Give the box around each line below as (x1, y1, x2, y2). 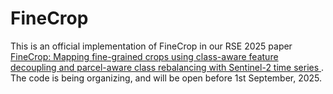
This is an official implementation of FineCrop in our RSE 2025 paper (10, 40, 293, 52)
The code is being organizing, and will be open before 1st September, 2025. (10, 72, 323, 84)
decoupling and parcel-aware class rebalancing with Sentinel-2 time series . (10, 61, 325, 73)
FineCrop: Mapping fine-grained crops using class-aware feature (10, 50, 279, 62)
